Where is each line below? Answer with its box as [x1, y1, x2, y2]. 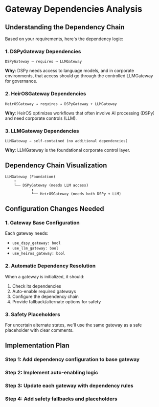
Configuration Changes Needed [5, 204, 104, 213]
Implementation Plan [5, 341, 70, 350]
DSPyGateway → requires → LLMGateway [5, 59, 82, 64]
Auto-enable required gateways [12, 288, 76, 294]
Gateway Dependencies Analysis [5, 3, 143, 15]
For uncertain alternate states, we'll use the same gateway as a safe [5, 322, 142, 328]
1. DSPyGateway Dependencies [5, 48, 81, 55]
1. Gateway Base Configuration [5, 219, 80, 226]
